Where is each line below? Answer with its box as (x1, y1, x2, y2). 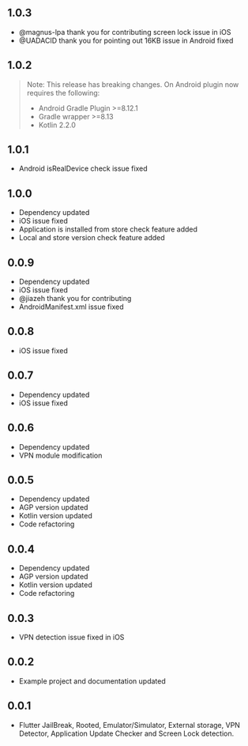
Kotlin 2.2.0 (38, 120, 77, 130)
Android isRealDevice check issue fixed (18, 164, 148, 173)
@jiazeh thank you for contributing (18, 294, 132, 303)
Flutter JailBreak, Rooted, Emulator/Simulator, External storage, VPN (18, 720, 240, 729)
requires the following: (26, 88, 100, 97)
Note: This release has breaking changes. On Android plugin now (26, 79, 239, 89)
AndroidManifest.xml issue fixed (18, 302, 124, 311)
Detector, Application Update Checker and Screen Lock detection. (18, 729, 235, 738)
